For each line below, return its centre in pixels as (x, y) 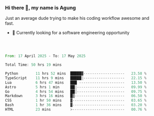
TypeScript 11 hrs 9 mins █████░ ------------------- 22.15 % (76, 78)
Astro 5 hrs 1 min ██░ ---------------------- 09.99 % (76, 87)
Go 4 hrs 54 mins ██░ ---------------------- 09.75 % (76, 91)
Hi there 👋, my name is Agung (41, 8)
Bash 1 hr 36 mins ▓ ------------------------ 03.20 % (76, 105)
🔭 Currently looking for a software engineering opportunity (71, 33)
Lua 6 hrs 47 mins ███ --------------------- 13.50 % (76, 82)
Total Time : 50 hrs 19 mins (34, 65)
